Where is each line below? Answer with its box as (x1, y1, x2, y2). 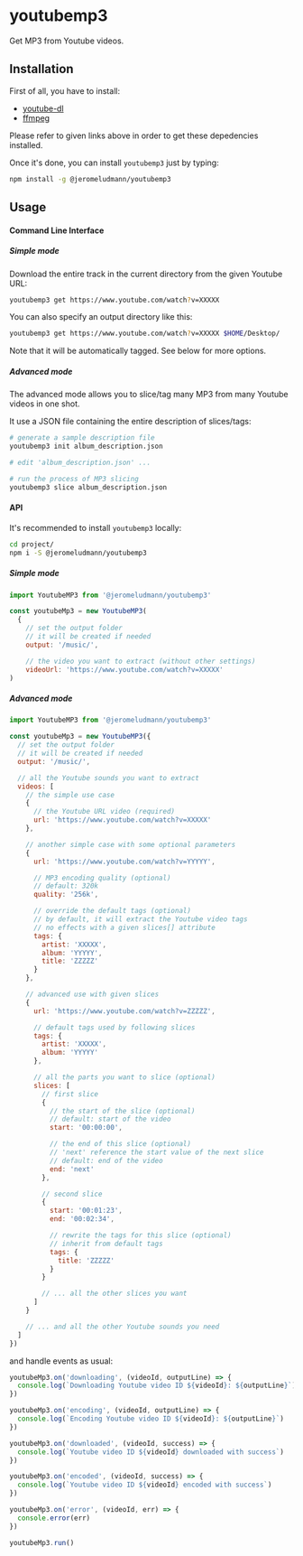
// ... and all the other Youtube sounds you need (25, 1322, 220, 1331)
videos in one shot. (9, 398, 80, 409)
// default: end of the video (49, 1156, 164, 1165)
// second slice (41, 1189, 103, 1198)
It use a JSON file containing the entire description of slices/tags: (9, 416, 252, 427)
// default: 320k (32, 881, 99, 890)
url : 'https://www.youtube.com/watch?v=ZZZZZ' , (32, 1006, 216, 1016)
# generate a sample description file (9, 433, 155, 443)
